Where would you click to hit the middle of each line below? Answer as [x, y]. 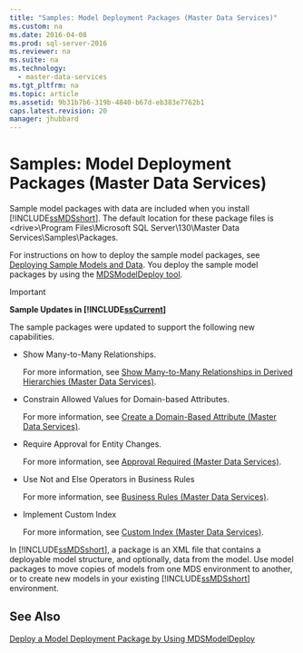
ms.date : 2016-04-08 [49, 35]
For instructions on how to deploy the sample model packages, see [135, 255]
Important [28, 292]
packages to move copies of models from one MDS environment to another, [151, 569]
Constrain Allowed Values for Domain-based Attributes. [126, 400]
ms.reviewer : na [40, 52]
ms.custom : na [36, 26]
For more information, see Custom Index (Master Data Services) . [143, 532]
